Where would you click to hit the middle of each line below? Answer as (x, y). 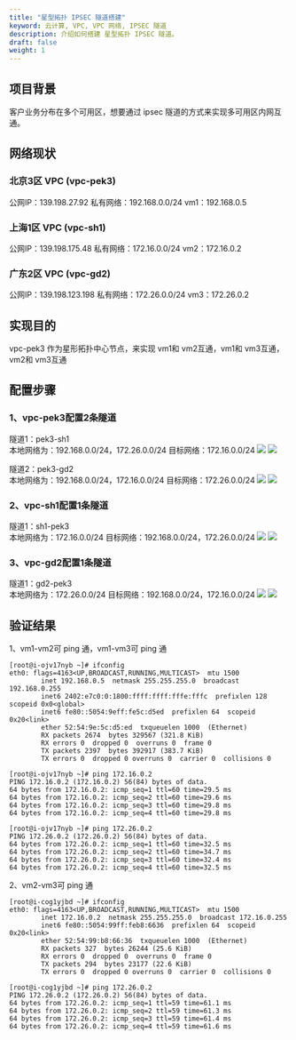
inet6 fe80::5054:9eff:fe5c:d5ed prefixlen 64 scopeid (148, 712)
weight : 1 (27, 51)
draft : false (33, 42)
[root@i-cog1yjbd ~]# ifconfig (67, 902)
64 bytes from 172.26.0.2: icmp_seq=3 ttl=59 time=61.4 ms (121, 1019)
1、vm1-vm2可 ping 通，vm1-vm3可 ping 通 (88, 649)
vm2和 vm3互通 (38, 360)
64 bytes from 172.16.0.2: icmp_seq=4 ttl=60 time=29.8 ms (121, 813)
